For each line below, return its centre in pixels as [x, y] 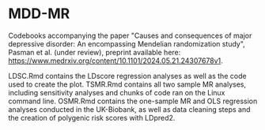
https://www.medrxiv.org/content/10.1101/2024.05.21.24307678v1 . [115, 61]
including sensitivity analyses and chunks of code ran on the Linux [117, 92]
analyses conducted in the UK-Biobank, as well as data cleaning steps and [129, 109]
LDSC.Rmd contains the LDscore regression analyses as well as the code [127, 76]
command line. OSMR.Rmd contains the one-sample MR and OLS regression [133, 101]
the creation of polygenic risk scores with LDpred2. [92, 117]
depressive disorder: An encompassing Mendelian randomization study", [127, 43]
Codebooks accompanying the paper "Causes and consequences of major [130, 35]
